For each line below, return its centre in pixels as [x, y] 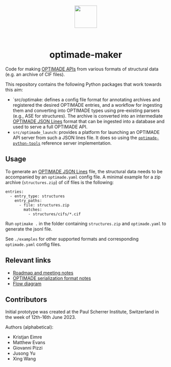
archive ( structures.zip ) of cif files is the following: [59, 182]
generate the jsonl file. [29, 229]
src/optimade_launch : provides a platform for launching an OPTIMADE [86, 132]
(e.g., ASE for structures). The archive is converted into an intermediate [88, 116]
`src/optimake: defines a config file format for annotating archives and [87, 99]
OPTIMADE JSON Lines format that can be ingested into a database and [89, 121]
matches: [33, 210]
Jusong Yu [24, 353]
